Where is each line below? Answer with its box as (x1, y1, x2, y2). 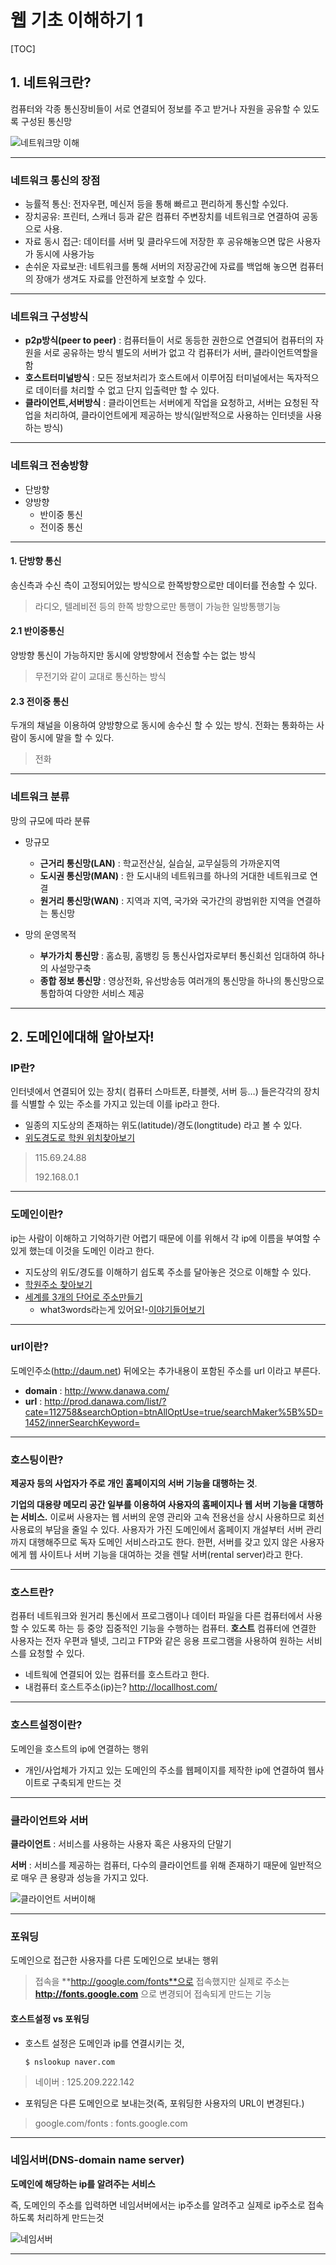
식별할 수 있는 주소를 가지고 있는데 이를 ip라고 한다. (20, 1098, 220, 1110)
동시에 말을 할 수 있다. (28, 732, 115, 744)
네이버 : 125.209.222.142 (34, 2076, 135, 2088)
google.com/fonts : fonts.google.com (34, 2117, 188, 2129)
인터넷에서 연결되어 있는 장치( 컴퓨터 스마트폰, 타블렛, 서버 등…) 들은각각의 (10, 1086, 302, 1098)
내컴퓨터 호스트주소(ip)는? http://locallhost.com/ (24, 1681, 218, 1693)
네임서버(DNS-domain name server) (10, 2153, 185, 2167)
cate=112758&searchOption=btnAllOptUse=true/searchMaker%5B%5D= (24, 1406, 324, 1418)
